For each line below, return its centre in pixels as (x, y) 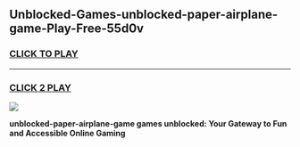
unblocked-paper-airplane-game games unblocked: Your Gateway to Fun (148, 123)
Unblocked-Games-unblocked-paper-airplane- (144, 15)
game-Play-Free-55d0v (77, 29)
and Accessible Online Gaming (67, 133)
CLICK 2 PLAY (40, 87)
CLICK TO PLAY (44, 54)
